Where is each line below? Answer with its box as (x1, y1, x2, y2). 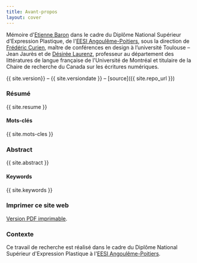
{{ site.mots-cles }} (6, 131, 54, 137)
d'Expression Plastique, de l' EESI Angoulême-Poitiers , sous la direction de (6, 37, 190, 45)
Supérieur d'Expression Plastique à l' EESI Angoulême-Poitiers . (6, 250, 161, 258)
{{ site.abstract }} (6, 159, 49, 166)
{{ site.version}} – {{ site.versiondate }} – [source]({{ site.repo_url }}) (6, 75, 175, 82)
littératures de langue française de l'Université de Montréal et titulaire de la (6, 57, 192, 64)
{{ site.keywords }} (6, 186, 53, 193)
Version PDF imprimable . (6, 215, 68, 222)
